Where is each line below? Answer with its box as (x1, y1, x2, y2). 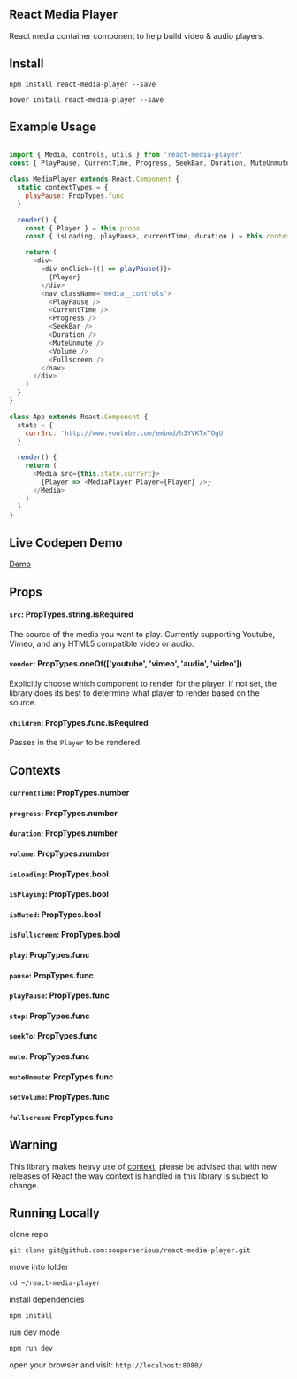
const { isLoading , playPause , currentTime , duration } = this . (25, 232, 267, 241)
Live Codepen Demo (9, 535, 123, 550)
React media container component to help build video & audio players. (9, 30, 265, 41)
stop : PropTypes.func (9, 1010, 90, 1021)
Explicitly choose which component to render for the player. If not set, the (9, 678, 277, 689)
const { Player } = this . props (25, 223, 141, 233)
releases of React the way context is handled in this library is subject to (9, 1170, 269, 1181)
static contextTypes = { (17, 183, 109, 192)
